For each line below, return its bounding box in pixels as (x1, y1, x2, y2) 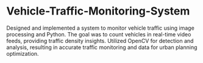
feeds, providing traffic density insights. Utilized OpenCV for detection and (6, 37, 194, 44)
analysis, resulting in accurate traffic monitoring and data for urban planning (6, 44, 198, 51)
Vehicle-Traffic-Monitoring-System (6, 4, 190, 18)
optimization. (6, 50, 39, 57)
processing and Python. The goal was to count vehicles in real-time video (6, 30, 191, 38)
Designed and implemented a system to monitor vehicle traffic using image (6, 24, 195, 31)
